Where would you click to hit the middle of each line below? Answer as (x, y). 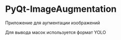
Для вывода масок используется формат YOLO (56, 32)
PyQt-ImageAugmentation (61, 9)
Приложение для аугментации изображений (53, 23)
